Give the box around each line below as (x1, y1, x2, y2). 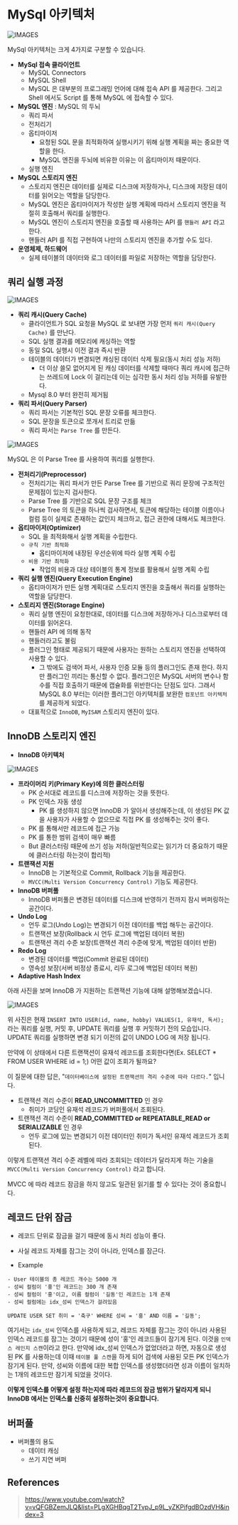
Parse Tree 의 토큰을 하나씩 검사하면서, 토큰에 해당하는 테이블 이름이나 (28, 505, 225, 514)
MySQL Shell (28, 75, 66, 84)
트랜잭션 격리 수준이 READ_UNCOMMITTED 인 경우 (17, 1096, 164, 1104)
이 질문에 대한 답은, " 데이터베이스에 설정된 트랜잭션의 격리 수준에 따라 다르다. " (7, 1072, 212, 1080)
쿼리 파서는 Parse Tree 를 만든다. (28, 426, 121, 434)
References (7, 1476, 60, 1488)
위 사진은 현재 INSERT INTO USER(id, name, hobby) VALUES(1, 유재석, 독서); (7, 1015, 225, 1023)
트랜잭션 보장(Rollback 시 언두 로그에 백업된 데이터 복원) (28, 929, 185, 938)
